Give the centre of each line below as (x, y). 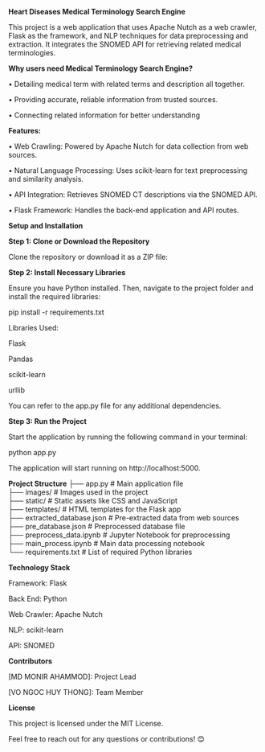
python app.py (33, 452)
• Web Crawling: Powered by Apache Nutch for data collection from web (128, 146)
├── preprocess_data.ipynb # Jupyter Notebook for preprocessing (119, 535)
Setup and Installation (46, 226)
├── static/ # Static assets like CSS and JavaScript (93, 501)
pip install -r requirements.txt (56, 312)
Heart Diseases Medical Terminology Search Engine (97, 12)
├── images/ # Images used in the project (78, 492)
